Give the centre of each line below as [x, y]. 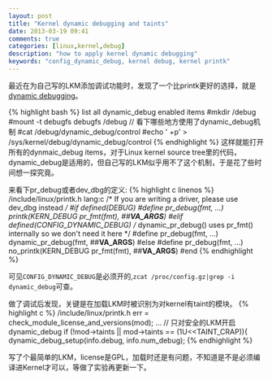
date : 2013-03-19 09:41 [49, 31]
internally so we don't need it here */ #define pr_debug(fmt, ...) [114, 234]
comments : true [34, 39]
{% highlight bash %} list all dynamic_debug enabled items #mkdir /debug [132, 111]
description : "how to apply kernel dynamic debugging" [103, 54]
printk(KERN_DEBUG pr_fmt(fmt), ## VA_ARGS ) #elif [96, 216]
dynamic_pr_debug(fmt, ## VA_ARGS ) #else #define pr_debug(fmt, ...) [126, 242]
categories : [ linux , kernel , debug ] [67, 46]
